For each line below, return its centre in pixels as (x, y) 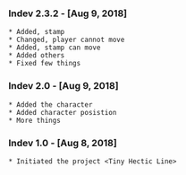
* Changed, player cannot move (67, 40)
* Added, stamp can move (55, 48)
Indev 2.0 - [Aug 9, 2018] (63, 86)
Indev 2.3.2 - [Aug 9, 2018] (68, 13)
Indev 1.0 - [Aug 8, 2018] (63, 143)
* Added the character (51, 105)
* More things (35, 120)
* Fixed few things (45, 64)
